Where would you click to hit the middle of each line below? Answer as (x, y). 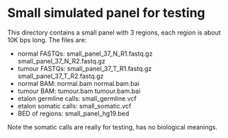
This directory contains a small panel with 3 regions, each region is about (114, 32)
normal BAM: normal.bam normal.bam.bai (78, 83)
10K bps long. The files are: (47, 39)
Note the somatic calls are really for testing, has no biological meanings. (113, 127)
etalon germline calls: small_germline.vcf (77, 98)
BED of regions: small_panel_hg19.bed (73, 113)
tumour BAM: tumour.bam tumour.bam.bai (79, 91)
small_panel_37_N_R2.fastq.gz (61, 61)
